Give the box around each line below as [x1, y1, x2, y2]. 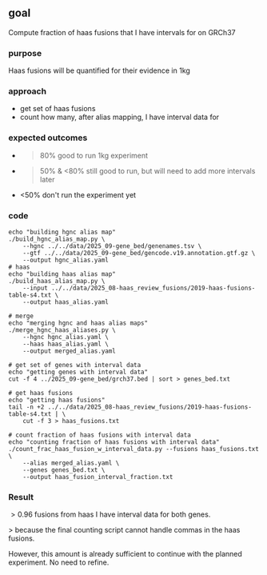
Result [8, 491, 34, 502]
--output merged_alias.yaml [22, 347, 116, 355]
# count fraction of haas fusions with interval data [8, 431, 192, 439]
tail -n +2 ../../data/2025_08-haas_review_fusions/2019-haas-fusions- [8, 403, 252, 411]
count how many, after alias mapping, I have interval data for [19, 112, 220, 122]
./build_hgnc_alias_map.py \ [8, 235, 106, 243]
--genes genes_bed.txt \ [22, 466, 106, 474]
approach [8, 86, 46, 97]
